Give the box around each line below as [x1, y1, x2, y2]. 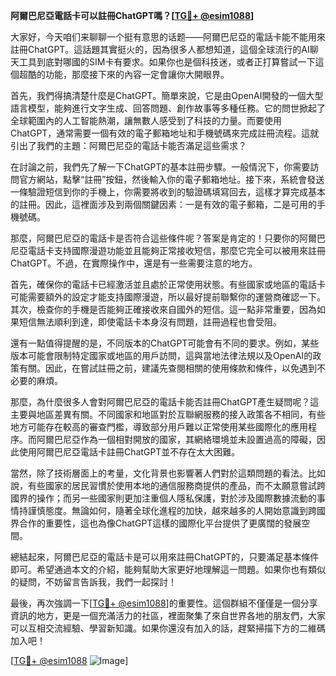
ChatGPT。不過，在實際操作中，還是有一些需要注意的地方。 [10, 257, 258, 269]
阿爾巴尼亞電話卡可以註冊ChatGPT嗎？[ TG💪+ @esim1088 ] [10, 10, 255, 21]
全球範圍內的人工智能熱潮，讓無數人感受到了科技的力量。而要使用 [10, 115, 282, 126]
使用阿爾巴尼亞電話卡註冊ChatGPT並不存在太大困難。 [18, 446, 241, 458]
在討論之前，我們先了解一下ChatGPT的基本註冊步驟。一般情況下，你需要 [10, 161, 311, 173]
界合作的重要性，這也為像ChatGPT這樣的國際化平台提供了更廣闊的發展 [10, 517, 302, 529]
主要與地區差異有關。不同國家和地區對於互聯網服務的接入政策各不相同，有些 [10, 409, 326, 420]
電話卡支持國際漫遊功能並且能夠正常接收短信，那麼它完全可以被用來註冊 [27, 245, 326, 256]
